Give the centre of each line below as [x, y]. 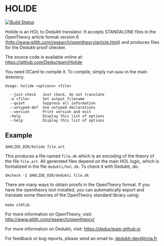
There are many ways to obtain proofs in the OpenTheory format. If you [78, 184]
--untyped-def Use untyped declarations [53, 107]
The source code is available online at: [44, 57]
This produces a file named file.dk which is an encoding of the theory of [80, 156]
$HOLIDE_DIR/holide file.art [35, 147]
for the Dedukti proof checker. [36, 47]
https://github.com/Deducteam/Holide [44, 62]
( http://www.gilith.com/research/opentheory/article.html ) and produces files [82, 42]
